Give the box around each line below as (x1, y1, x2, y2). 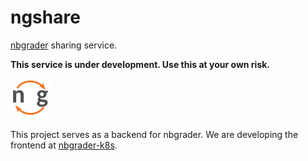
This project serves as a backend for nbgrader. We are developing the (10, 128, 299, 140)
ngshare (10, 6, 81, 29)
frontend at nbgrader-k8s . (10, 139, 118, 151)
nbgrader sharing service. (10, 39, 118, 51)
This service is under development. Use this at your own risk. (10, 58, 271, 70)
